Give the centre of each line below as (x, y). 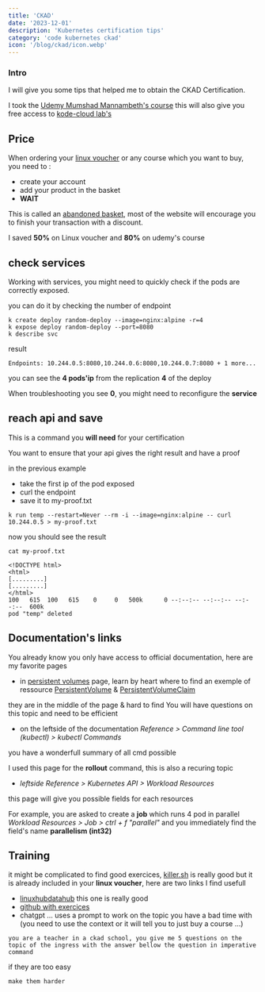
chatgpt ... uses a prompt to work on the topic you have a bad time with (136, 915)
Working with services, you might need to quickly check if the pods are (124, 282)
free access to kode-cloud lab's (60, 114)
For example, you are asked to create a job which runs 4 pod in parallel (124, 813)
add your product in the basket (70, 190)
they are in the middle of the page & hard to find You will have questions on (131, 705)
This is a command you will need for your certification (96, 437)
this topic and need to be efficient (63, 713)
